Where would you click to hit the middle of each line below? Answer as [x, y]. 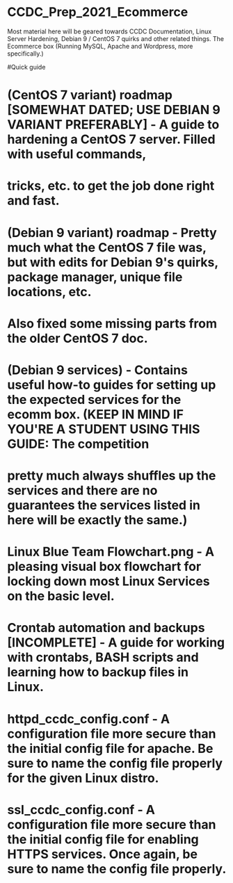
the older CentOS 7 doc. [78, 338]
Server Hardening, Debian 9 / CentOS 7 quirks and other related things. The [116, 38]
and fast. [34, 201]
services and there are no [82, 491]
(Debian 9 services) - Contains [97, 370]
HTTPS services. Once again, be [103, 854]
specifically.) [25, 54]
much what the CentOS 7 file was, [107, 247]
